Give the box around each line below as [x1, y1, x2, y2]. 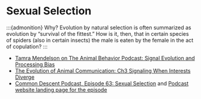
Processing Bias [14, 61, 55, 68]
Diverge [14, 73, 35, 81]
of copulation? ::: [6, 43, 48, 50]
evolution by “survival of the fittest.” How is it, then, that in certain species [6, 30, 189, 37]
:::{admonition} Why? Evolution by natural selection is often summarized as [6, 24, 192, 31]
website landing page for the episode [14, 86, 107, 93]
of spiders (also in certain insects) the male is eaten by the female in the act [6, 36, 194, 44]
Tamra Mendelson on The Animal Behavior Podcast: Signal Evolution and [14, 54, 195, 61]
